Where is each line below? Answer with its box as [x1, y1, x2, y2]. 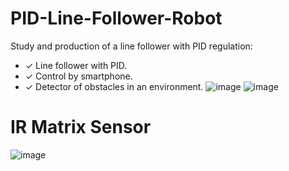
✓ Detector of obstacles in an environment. [24, 80, 204, 92]
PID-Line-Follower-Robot [10, 7, 223, 30]
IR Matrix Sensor [10, 116, 152, 139]
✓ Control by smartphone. [24, 70, 133, 82]
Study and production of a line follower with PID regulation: [10, 40, 253, 52]
